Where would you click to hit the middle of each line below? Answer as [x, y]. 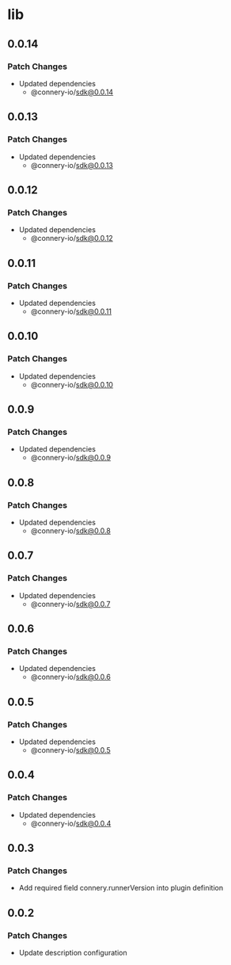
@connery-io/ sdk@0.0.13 [72, 165]
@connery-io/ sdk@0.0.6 [71, 677]
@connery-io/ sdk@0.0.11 [71, 311]
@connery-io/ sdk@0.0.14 [72, 92]
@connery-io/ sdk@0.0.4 [71, 823]
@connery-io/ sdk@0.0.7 [70, 604]
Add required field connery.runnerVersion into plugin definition [121, 888]
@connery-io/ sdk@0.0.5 [71, 750]
